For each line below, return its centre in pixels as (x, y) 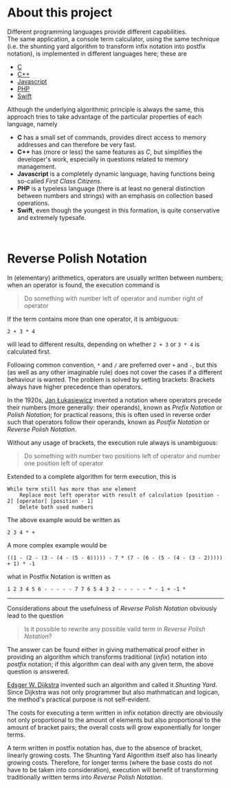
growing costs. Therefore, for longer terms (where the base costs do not (110, 762)
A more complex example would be (57, 545)
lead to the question (35, 616)
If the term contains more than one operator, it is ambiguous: (93, 319)
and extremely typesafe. (52, 217)
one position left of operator (64, 463)
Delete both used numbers (57, 507)
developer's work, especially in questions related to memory (103, 159)
